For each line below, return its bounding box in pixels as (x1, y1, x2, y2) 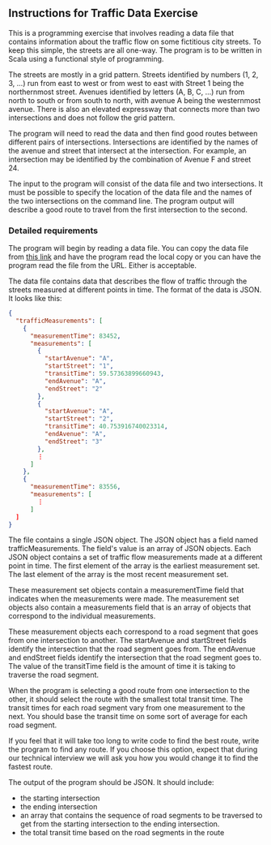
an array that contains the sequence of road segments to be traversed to (19, 811, 263, 821)
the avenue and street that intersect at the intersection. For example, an (8, 145, 247, 155)
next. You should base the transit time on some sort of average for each (8, 712, 248, 722)
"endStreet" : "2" (44, 385, 104, 393)
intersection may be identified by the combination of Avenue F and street (8, 154, 252, 164)
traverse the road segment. (8, 670, 100, 680)
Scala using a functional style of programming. (8, 54, 164, 63)
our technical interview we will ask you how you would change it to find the (8, 753, 259, 763)
